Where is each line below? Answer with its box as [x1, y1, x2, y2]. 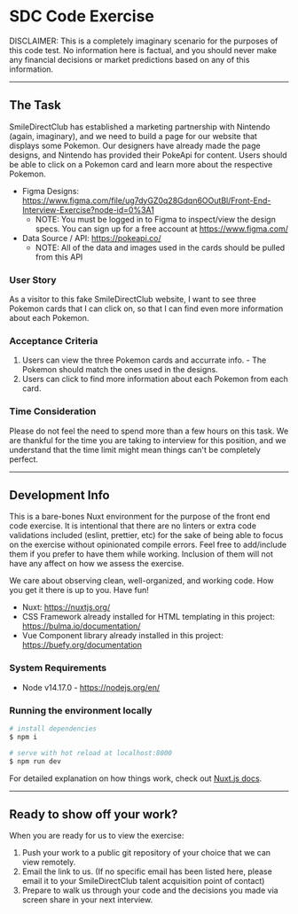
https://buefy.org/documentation [21, 640, 142, 651]
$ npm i [9, 732, 38, 741]
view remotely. [21, 857, 76, 868]
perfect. [9, 454, 38, 465]
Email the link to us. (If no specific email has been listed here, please [21, 866, 272, 877]
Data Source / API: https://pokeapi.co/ [21, 232, 161, 243]
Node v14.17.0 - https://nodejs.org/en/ [21, 682, 161, 692]
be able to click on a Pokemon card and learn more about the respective [9, 159, 273, 169]
